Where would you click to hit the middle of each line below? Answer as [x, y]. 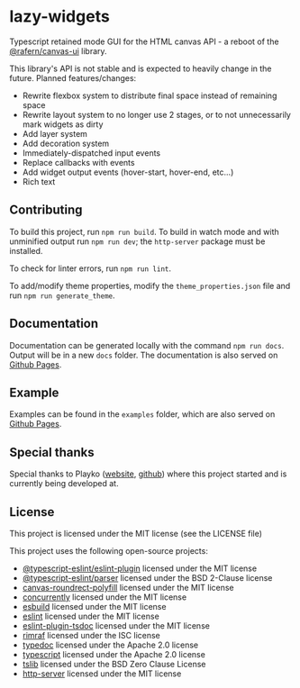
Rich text [39, 181]
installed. [26, 250]
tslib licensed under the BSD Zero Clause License [114, 664]
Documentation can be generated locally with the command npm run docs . [147, 345]
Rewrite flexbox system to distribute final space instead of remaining [150, 95]
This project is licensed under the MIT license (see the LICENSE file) [136, 534]
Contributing [46, 210]
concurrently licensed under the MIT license [105, 597]
